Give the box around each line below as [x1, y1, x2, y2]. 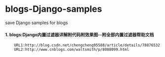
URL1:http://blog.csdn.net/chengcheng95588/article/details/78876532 [14, 43, 161, 48]
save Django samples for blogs [5, 20, 68, 26]
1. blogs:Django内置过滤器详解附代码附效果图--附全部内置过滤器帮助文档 [5, 31, 154, 37]
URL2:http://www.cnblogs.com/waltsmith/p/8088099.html [14, 47, 129, 52]
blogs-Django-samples [5, 3, 102, 15]
